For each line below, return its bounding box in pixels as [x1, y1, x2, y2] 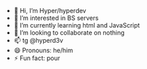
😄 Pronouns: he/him [13, 46, 73, 55]
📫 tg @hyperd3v [13, 37, 64, 44]
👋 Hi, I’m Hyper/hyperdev [13, 7, 86, 14]
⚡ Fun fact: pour [13, 54, 61, 62]
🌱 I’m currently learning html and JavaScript [13, 21, 141, 29]
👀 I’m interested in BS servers [13, 14, 99, 22]
